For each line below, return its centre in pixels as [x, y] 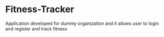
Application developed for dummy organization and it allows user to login [82, 23]
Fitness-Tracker [40, 9]
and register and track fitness [36, 28]
